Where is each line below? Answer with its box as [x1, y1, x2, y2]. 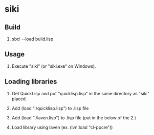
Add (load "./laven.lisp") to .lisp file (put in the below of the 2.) [11, 114, 136, 121]
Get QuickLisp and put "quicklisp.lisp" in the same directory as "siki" [11, 90, 150, 96]
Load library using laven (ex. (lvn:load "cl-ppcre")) [11, 124, 113, 130]
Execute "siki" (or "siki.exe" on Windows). [11, 63, 96, 69]
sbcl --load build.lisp [11, 36, 54, 42]
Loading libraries [4, 78, 57, 86]
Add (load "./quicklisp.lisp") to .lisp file [11, 105, 89, 111]
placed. [11, 96, 27, 102]
